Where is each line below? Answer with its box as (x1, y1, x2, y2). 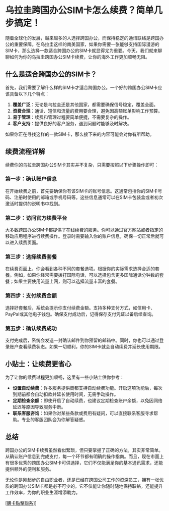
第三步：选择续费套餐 (5, 253, 57, 261)
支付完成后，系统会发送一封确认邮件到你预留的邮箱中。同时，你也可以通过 (5, 337, 159, 343)
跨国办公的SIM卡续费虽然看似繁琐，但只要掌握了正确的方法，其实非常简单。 (5, 447, 163, 453)
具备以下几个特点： (9, 90, 49, 96)
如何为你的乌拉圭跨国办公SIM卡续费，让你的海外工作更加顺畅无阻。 (9, 54, 150, 60)
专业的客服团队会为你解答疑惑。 (21, 416, 88, 422)
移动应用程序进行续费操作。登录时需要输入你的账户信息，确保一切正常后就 (5, 233, 159, 239)
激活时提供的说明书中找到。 (5, 200, 63, 207)
